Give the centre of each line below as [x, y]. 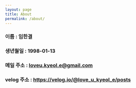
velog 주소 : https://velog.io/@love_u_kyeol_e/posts [68, 80]
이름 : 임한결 [19, 37]
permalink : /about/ [25, 19]
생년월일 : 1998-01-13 [30, 51]
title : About [18, 14]
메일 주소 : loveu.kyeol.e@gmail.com [49, 66]
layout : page [18, 10]
